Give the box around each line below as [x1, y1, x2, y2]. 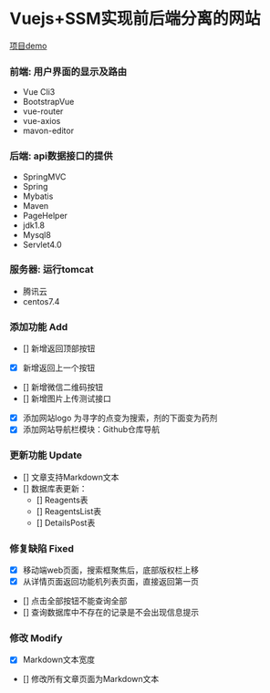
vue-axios [22, 116, 61, 127]
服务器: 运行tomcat [9, 264, 94, 276]
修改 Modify [9, 631, 63, 644]
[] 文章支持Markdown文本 [22, 471, 119, 482]
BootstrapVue [22, 97, 75, 108]
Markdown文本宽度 [22, 654, 96, 666]
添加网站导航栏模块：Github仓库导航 [22, 424, 161, 435]
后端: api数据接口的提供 [9, 150, 113, 162]
